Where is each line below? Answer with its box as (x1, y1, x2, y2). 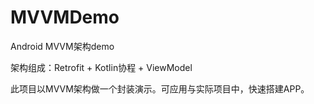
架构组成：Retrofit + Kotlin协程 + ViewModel (10, 61, 193, 73)
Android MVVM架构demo (10, 40, 115, 52)
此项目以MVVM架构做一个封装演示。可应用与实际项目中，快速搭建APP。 (10, 82, 310, 95)
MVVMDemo (10, 6, 120, 29)
